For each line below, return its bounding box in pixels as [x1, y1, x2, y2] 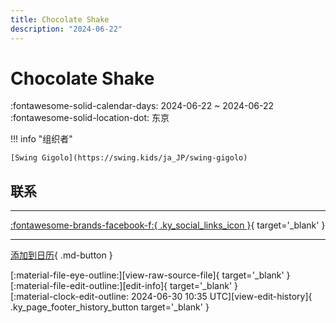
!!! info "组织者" [10, 133, 73, 145]
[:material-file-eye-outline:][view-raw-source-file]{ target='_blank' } [10, 269, 291, 281]
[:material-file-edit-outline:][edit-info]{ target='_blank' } [10, 280, 238, 292]
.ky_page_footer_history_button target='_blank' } [10, 301, 210, 313]
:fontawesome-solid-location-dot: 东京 [10, 112, 170, 124]
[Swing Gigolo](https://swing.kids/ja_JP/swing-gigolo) [10, 153, 248, 163]
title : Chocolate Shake [10, 14, 110, 25]
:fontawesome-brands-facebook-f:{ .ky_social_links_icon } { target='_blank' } [10, 219, 326, 231]
